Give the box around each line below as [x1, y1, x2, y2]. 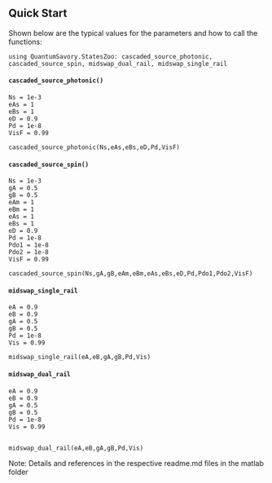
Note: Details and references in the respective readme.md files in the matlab [8, 458, 265, 468]
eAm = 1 [8, 199, 35, 207]
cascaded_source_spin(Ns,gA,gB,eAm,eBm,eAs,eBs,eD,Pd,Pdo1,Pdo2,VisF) [8, 270, 253, 278]
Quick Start [8, 7, 68, 20]
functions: [8, 37, 42, 46]
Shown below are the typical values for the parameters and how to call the [8, 28, 258, 37]
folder [8, 467, 29, 476]
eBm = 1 [8, 205, 35, 214]
